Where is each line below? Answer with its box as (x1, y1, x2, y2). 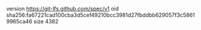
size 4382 (33, 18, 59, 25)
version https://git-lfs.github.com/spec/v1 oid (6, 5, 119, 12)
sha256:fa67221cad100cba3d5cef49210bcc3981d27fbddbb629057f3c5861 (6, 11, 196, 19)
